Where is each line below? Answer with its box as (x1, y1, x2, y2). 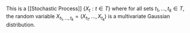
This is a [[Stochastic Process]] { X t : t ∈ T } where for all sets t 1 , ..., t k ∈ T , (6, 5, 185, 14)
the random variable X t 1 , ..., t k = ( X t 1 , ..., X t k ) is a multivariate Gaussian (6, 12, 171, 22)
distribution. (6, 21, 35, 28)
